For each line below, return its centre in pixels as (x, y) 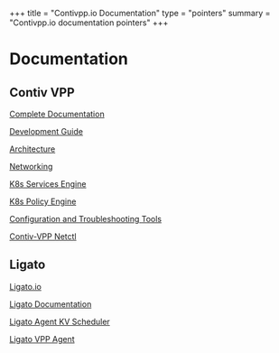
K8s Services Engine (48, 184)
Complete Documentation (57, 114)
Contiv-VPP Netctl (43, 237)
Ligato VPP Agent (42, 339)
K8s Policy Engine (43, 201)
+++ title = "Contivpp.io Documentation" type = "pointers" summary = (140, 13)
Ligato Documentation (51, 304)
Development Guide (46, 131)
